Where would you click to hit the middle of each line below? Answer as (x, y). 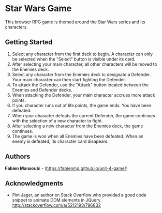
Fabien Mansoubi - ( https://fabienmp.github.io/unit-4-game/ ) (66, 168)
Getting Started (29, 42)
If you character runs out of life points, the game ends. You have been (81, 105)
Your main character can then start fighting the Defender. (69, 79)
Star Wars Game (38, 8)
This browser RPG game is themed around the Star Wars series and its (75, 22)
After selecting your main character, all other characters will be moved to (84, 64)
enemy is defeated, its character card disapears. (60, 141)
